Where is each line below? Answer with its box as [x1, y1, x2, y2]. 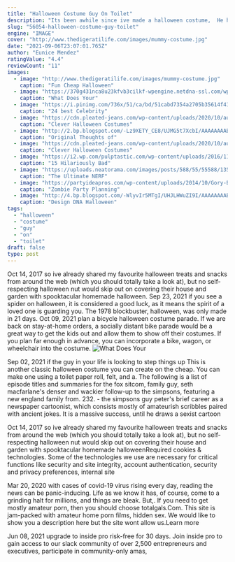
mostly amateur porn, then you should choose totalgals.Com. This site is [7, 504, 215, 512]
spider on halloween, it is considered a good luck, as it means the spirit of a [7, 300, 225, 308]
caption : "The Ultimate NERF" [20, 173, 108, 180]
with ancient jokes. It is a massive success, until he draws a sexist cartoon [7, 410, 222, 418]
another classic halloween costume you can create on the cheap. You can [7, 365, 220, 373]
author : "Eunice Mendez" [7, 50, 80, 57]
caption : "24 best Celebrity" [20, 108, 108, 115]
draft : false [7, 244, 45, 252]
